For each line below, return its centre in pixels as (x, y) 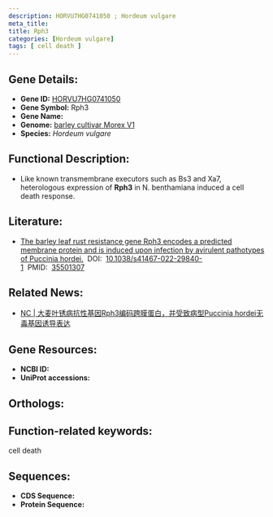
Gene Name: (41, 116)
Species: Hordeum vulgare (65, 133)
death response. (48, 195)
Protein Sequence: (52, 505)
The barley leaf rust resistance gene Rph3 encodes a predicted (126, 241)
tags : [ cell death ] (45, 46)
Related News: (46, 293)
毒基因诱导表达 (45, 323)
